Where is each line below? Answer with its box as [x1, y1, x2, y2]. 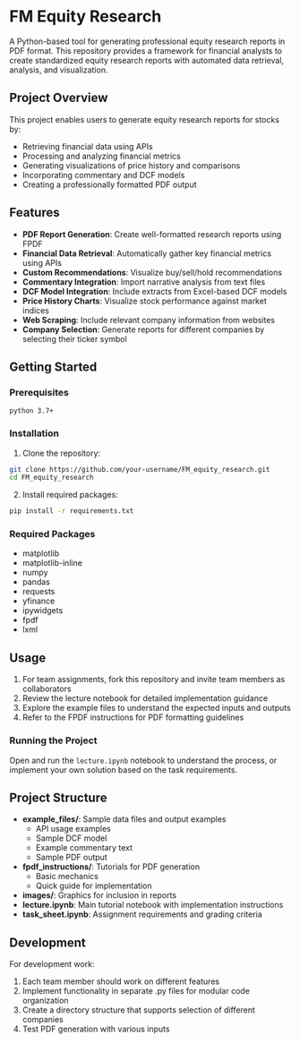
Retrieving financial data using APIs [21, 141, 154, 151]
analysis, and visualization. [9, 64, 108, 75]
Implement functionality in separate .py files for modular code [21, 986, 251, 996]
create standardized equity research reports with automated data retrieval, [9, 55, 285, 65]
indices [21, 304, 49, 315]
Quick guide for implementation [35, 880, 152, 892]
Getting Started [9, 359, 98, 374]
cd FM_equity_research [9, 473, 94, 483]
